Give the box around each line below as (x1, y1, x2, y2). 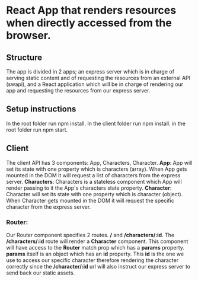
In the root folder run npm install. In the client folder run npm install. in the (6, 120, 186, 127)
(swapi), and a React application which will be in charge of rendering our (6, 81, 184, 88)
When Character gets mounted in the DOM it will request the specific (6, 197, 175, 204)
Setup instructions (6, 104, 76, 114)
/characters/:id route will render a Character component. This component (6, 238, 189, 245)
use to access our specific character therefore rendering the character (6, 256, 179, 264)
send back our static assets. (6, 269, 75, 276)
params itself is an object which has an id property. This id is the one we (6, 250, 184, 257)
